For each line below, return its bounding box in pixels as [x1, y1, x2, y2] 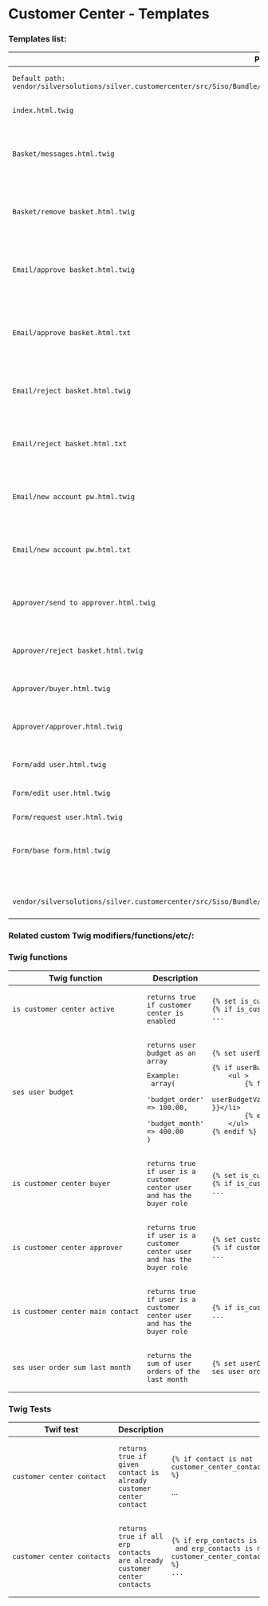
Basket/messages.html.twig [12, 150, 115, 158]
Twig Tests [8, 1403, 52, 1414]
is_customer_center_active [12, 1005, 115, 1013]
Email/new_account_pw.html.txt [12, 545, 132, 554]
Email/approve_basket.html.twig [12, 266, 136, 274]
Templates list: [8, 34, 67, 45]
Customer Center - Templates [8, 5, 210, 23]
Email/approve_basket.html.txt [12, 329, 132, 338]
